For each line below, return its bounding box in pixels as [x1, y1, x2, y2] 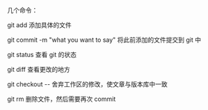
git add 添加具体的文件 [7, 21, 72, 29]
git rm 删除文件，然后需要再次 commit [7, 95, 116, 103]
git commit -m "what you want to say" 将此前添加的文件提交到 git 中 [7, 36, 202, 44]
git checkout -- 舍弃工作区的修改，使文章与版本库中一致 [7, 80, 168, 88]
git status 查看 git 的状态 [7, 51, 77, 58]
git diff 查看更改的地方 [7, 65, 71, 73]
